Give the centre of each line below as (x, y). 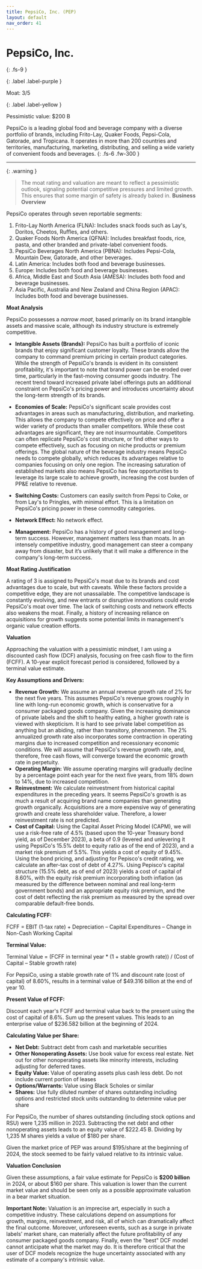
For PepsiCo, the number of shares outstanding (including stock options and (101, 1117)
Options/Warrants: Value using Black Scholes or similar (84, 1086)
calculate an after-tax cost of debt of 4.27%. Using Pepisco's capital (99, 865)
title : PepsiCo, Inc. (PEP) (41, 12)
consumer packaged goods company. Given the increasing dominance (103, 711)
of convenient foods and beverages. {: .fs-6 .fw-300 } (73, 154)
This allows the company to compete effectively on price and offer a (99, 420)
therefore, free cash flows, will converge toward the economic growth (101, 756)
